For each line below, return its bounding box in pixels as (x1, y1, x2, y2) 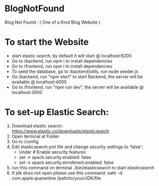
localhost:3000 (11, 89, 43, 95)
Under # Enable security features (19, 149, 86, 155)
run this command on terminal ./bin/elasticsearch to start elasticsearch (11, 164, 155, 170)
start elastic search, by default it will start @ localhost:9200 (11, 53, 132, 59)
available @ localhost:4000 (11, 79, 67, 85)
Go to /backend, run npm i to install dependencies (11, 58, 113, 64)
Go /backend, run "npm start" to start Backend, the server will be (11, 73, 143, 79)
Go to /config (11, 138, 39, 144)
